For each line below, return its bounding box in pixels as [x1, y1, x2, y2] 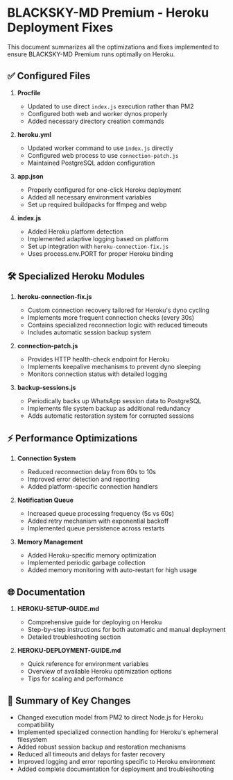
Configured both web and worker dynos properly [27, 109, 168, 117]
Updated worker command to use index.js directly [27, 144, 173, 152]
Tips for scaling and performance [27, 674, 123, 683]
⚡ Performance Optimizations [7, 432, 138, 444]
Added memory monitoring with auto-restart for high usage [27, 566, 198, 574]
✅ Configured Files [7, 70, 91, 82]
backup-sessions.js [17, 383, 76, 391]
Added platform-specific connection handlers [27, 482, 158, 491]
